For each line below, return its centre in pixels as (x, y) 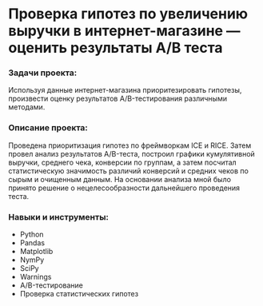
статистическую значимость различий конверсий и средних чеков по (129, 171)
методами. (27, 107)
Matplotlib (36, 252)
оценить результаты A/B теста (116, 48)
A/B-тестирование (52, 285)
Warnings (36, 277)
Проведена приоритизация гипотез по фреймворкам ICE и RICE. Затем (130, 145)
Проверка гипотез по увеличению (128, 14)
